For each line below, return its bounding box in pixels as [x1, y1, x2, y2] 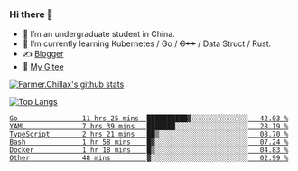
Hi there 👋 [9, 8, 54, 21]
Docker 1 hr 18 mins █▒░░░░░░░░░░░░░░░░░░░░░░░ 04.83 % [9, 146, 289, 155]
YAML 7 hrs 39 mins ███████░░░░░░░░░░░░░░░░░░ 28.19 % [9, 122, 289, 131]
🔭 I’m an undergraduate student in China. [22, 29, 176, 40]
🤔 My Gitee [22, 62, 65, 72]
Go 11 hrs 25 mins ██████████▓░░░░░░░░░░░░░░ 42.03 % [9, 114, 289, 123]
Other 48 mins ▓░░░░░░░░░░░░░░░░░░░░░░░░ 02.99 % [9, 154, 289, 163]
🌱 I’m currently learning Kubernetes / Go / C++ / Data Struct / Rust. [22, 38, 272, 49]
